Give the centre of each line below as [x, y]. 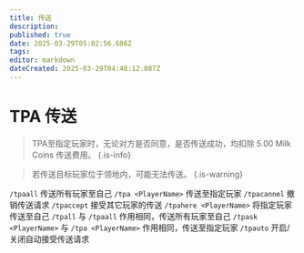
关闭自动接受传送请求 [49, 238]
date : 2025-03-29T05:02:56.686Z [71, 43]
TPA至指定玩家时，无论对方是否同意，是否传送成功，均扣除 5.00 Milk [161, 143]
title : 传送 [30, 18]
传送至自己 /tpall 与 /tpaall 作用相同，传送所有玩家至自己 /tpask [133, 216]
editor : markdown [42, 60]
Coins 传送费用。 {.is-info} [81, 155]
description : [34, 26]
